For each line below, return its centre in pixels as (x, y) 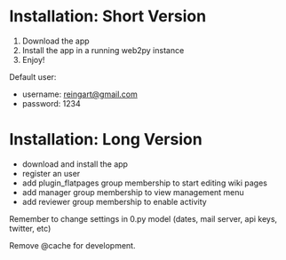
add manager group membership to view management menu (133, 192)
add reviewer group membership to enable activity (114, 201)
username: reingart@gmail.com (79, 94)
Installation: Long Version (106, 140)
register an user (51, 173)
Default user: (33, 76)
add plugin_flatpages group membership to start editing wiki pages (145, 183)
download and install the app (75, 164)
